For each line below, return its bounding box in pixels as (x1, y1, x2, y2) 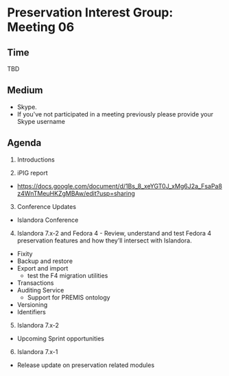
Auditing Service (16, 286, 64, 294)
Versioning (16, 300, 48, 309)
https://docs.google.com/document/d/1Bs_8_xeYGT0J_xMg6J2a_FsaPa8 (16, 181, 223, 190)
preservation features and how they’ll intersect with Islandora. (16, 236, 192, 245)
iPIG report (16, 168, 48, 177)
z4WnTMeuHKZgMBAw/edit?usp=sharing (16, 189, 136, 197)
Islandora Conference (16, 216, 79, 224)
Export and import (16, 264, 69, 272)
